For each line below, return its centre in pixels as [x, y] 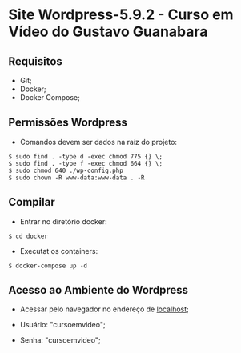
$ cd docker [28, 236]
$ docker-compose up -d [48, 266]
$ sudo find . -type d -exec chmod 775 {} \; [85, 156]
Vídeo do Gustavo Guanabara [108, 32]
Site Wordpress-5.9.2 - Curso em [121, 15]
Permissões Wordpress [68, 123]
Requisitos [35, 61]
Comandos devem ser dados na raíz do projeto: [98, 142]
